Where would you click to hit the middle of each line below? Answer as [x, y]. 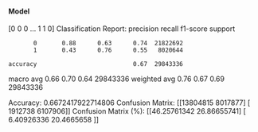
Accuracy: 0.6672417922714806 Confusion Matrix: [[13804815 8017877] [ [129, 103]
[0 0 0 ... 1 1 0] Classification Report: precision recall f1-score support [122, 29]
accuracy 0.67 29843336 [96, 64]
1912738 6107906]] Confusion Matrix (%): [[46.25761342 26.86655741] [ [127, 111]
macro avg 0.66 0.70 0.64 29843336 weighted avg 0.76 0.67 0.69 [117, 79]
